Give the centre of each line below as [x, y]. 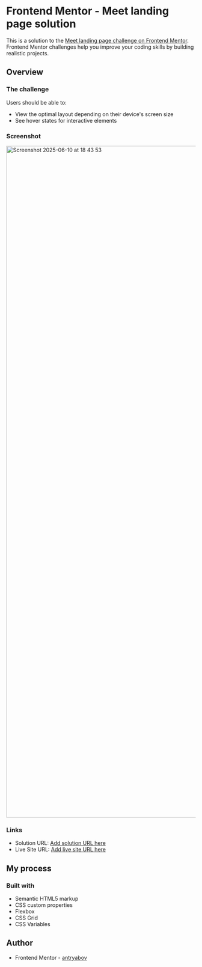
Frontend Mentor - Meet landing [88, 11]
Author [20, 943]
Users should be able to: [37, 102]
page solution [41, 24]
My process [29, 868]
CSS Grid [26, 918]
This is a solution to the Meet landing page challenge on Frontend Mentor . [98, 40]
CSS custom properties [44, 905]
